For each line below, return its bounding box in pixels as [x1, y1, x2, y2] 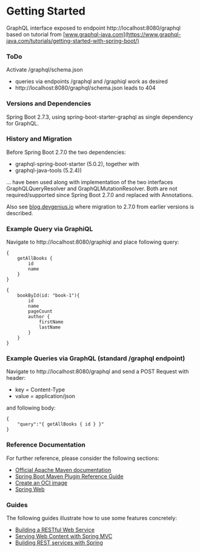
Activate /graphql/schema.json [6, 66, 83, 73]
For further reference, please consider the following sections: [6, 454, 159, 462]
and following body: [6, 404, 56, 411]
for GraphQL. [6, 119, 39, 127]
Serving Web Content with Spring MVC [15, 533, 113, 540]
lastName [38, 324, 61, 331]
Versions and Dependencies [6, 99, 92, 108]
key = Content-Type [15, 386, 65, 393]
